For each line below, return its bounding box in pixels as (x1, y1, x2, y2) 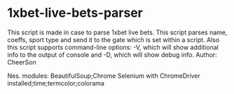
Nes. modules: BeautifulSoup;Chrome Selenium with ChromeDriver (7, 72, 201, 80)
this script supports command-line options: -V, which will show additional (7, 43, 219, 51)
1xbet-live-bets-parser (7, 5, 144, 21)
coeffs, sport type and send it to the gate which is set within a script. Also (7, 35, 220, 43)
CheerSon (7, 58, 36, 66)
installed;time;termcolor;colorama (7, 79, 105, 87)
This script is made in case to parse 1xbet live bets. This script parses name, (7, 28, 228, 36)
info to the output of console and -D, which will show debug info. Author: (7, 51, 217, 59)
